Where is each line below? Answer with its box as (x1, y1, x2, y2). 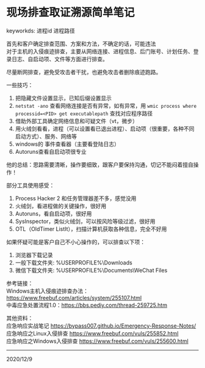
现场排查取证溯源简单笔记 (6, 6, 135, 20)
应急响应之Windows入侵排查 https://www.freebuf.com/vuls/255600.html (6, 337, 189, 345)
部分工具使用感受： (6, 181, 55, 189)
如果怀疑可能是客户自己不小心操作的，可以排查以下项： (6, 238, 145, 246)
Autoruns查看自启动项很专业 (15, 148, 87, 155)
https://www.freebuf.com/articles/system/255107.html (6, 294, 142, 301)
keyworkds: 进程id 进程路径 (6, 27, 75, 34)
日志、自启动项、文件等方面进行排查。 (11, 55, 108, 62)
